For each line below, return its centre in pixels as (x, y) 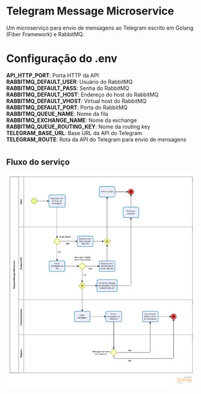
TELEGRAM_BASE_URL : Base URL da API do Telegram (74, 133)
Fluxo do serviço (38, 162)
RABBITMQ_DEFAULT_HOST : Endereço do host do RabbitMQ (82, 94)
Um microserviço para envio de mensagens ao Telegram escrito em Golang (100, 28)
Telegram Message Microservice (90, 11)
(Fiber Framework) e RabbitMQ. (45, 34)
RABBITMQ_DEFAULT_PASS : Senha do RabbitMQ (68, 88)
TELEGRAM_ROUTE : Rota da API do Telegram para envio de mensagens (96, 139)
